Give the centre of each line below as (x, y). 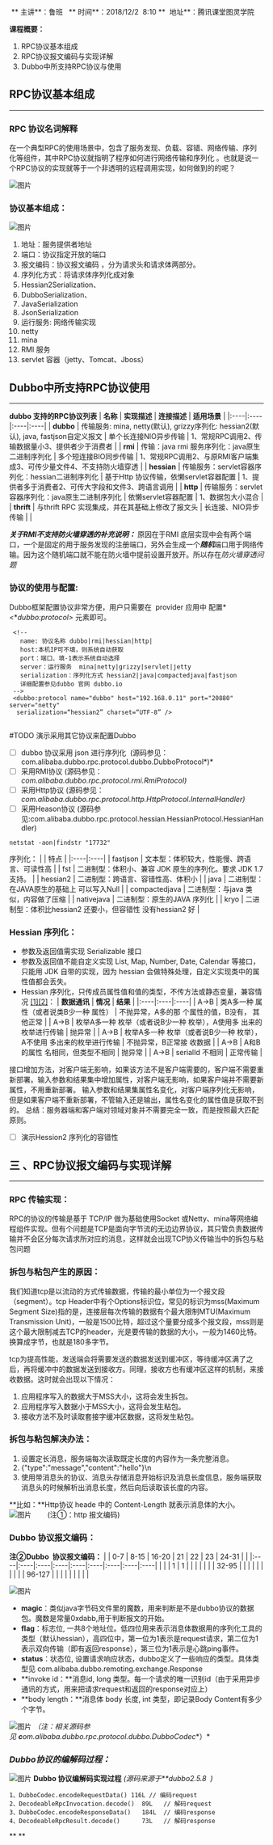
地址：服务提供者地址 (56, 244)
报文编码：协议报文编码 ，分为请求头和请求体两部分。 (110, 264)
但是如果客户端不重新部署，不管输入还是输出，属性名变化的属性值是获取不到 (136, 1100)
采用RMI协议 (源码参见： (62, 771)
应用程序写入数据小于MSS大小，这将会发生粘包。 (103, 1406)
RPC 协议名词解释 (44, 129)
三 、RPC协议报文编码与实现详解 (90, 1165)
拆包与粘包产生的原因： (55, 1272)
